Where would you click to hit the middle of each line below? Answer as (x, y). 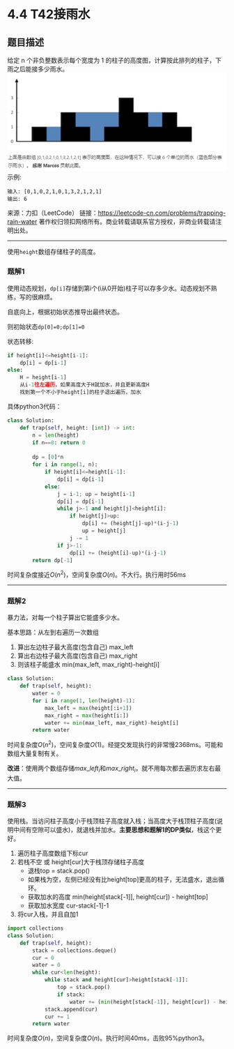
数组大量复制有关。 (35, 753)
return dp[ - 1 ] (53, 560)
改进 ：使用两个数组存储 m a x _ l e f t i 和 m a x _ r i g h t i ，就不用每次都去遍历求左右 (111, 769)
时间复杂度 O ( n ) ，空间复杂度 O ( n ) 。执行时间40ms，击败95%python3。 (108, 1038)
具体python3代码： (34, 406)
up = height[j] (104, 531)
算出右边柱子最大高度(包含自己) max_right (77, 656)
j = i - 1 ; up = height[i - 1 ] (96, 494)
